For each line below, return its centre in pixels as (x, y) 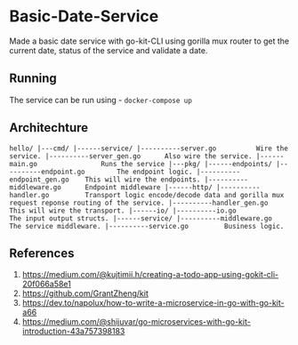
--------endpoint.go (48, 172)
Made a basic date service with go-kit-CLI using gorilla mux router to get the (149, 41)
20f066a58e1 (46, 284)
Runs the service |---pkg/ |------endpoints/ (187, 164)
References (42, 253)
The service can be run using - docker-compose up (101, 100)
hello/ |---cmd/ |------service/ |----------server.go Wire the (149, 148)
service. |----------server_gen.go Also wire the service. (131, 156)
